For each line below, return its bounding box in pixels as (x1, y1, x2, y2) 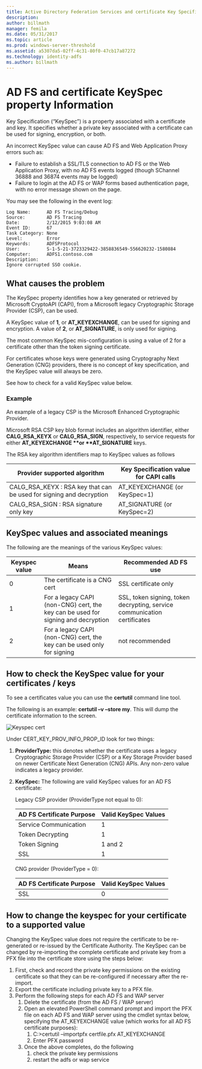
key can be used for (44, 608, 100, 617)
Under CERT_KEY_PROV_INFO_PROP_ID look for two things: (6, 735, 155, 743)
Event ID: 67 (6, 225, 52, 231)
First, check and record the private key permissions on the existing (14, 966, 180, 973)
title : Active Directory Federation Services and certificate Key (6, 8, 176, 15)
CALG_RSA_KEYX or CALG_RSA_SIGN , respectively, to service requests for (6, 432, 195, 440)
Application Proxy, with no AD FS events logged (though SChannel (14, 167, 180, 174)
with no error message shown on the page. (14, 186, 122, 193)
